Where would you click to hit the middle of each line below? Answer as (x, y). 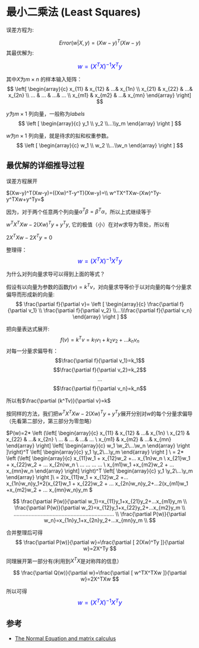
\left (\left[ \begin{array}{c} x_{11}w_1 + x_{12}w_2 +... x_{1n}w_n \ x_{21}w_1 (98, 458)
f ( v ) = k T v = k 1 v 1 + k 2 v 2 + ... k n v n (100, 340)
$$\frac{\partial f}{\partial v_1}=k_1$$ (100, 361)
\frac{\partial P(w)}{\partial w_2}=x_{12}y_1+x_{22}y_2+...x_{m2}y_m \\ (100, 507)
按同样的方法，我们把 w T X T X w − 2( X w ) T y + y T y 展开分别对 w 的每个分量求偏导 (99, 413)
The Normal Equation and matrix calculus (65, 638)
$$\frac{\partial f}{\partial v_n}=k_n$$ (100, 389)
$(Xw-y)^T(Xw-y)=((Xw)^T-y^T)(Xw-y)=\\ (57, 193)
